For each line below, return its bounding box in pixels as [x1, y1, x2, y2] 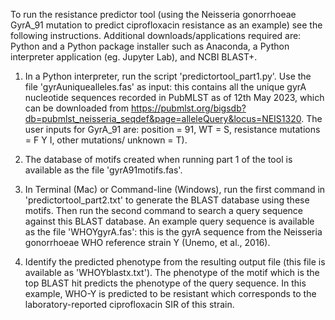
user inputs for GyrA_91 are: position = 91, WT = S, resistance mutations [24, 124, 321, 135]
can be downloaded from [24, 102, 130, 114]
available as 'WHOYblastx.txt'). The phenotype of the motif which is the [24, 267, 320, 278]
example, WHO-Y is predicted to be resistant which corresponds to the [24, 288, 317, 299]
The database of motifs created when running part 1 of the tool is [24, 154, 293, 165]
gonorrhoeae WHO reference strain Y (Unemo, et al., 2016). [24, 237, 271, 248]
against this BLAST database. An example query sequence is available [24, 215, 315, 227]
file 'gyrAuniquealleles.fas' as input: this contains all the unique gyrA [24, 81, 307, 93]
